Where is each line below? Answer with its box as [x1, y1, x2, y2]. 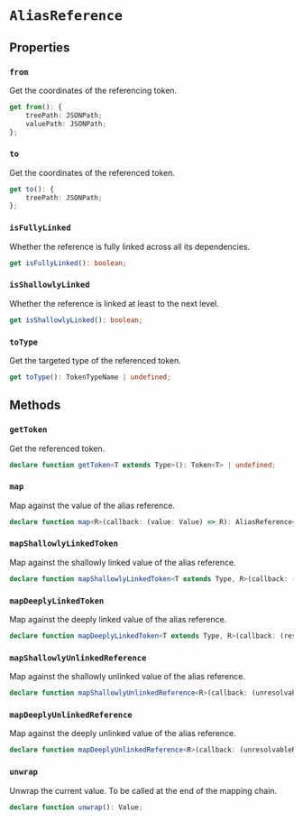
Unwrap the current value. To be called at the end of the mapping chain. [9, 785, 278, 796]
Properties [9, 40, 70, 55]
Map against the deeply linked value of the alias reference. [9, 614, 227, 625]
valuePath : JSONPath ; [25, 119, 106, 128]
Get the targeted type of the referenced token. [9, 355, 182, 365]
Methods [9, 398, 61, 413]
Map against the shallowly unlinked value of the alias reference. [9, 671, 246, 682]
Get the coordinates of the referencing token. [9, 85, 178, 96]
